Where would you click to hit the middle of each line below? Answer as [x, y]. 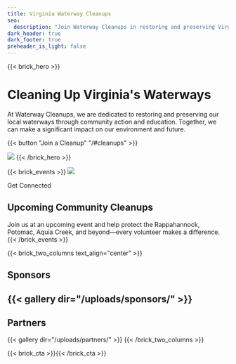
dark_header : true [34, 33]
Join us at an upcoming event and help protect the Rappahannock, [104, 224]
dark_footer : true [34, 40]
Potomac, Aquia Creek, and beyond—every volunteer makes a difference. [113, 232]
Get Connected [29, 185]
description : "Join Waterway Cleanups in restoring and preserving [114, 27]
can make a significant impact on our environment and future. [97, 129]
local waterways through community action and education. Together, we [112, 122]
